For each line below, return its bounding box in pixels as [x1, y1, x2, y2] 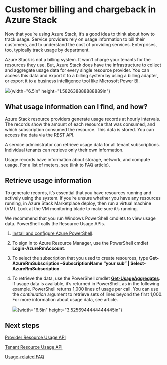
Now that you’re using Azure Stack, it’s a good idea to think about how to [5, 31, 155, 37]
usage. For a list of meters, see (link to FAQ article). [5, 162, 111, 168]
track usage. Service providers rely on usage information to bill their [5, 36, 145, 42]
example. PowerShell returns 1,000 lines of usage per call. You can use [12, 286, 159, 292]
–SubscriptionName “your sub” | [60, 260, 130, 266]
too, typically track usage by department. [5, 47, 90, 53]
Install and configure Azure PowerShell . [12, 230, 94, 236]
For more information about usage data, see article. [12, 296, 118, 302]
